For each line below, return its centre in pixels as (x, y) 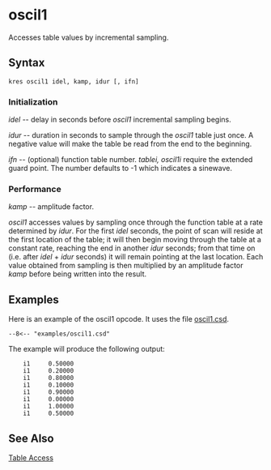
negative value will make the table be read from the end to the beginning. (130, 144)
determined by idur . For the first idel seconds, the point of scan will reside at (135, 231)
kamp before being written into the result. (78, 274)
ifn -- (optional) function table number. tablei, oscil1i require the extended (131, 160)
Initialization (33, 101)
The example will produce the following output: (87, 349)
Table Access (31, 457)
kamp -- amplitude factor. (51, 207)
